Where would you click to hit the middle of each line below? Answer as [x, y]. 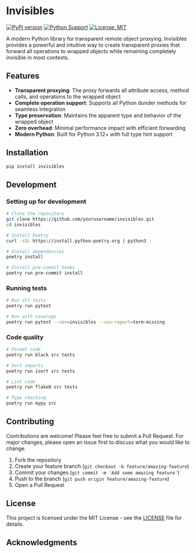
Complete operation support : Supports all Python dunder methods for [101, 103]
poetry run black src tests [41, 355]
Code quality [25, 337]
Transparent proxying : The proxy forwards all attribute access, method [102, 90]
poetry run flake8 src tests [42, 387]
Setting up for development [46, 201]
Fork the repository [38, 460]
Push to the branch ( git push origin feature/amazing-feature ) [92, 479]
